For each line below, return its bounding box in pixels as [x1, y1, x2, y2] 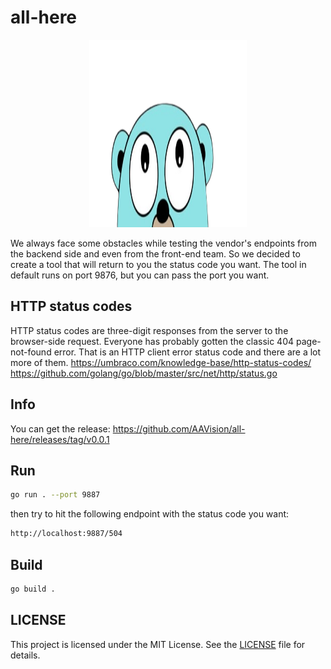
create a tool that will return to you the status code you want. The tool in [10, 258, 307, 270]
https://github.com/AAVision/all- [112, 422, 246, 435]
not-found [10, 346, 52, 358]
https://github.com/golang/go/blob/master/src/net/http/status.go [10, 367, 278, 379]
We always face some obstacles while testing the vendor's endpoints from [10, 237, 317, 249]
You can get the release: [10, 422, 111, 435]
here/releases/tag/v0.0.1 [10, 433, 110, 445]
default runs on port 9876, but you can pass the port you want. [10, 269, 270, 281]
